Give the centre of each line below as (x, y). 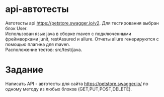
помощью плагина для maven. (38, 44)
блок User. (16, 28)
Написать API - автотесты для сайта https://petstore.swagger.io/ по (77, 83)
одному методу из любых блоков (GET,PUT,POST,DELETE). (69, 89)
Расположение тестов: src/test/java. (44, 49)
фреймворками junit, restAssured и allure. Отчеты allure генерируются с (82, 39)
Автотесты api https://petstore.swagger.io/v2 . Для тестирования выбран (82, 23)
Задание (24, 70)
